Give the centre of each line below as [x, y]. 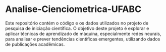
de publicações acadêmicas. [35, 44]
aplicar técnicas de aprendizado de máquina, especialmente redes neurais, [83, 33]
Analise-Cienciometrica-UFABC [73, 9]
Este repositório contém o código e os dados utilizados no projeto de [77, 23]
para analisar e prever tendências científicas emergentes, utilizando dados [83, 39]
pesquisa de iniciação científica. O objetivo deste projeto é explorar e [77, 28]
